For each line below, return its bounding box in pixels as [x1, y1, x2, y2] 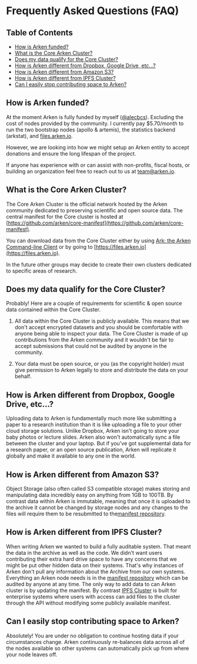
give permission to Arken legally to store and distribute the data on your [14, 367, 189, 374]
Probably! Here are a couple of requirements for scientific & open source [6, 300, 182, 307]
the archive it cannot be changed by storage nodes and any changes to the [6, 504, 188, 511]
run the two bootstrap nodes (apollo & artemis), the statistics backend [6, 126, 175, 133]
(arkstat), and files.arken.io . [6, 132, 73, 139]
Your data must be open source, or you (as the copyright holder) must [14, 360, 185, 367]
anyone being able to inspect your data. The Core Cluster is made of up [14, 330, 188, 337]
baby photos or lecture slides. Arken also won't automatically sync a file [6, 433, 181, 441]
